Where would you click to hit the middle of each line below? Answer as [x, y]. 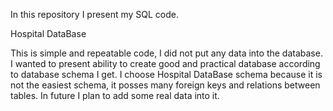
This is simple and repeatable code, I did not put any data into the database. [166, 53]
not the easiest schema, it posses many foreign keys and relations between [165, 85]
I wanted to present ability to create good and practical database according [165, 63]
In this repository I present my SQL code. [95, 14]
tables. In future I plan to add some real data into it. [115, 95]
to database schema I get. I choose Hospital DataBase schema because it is [166, 74]
